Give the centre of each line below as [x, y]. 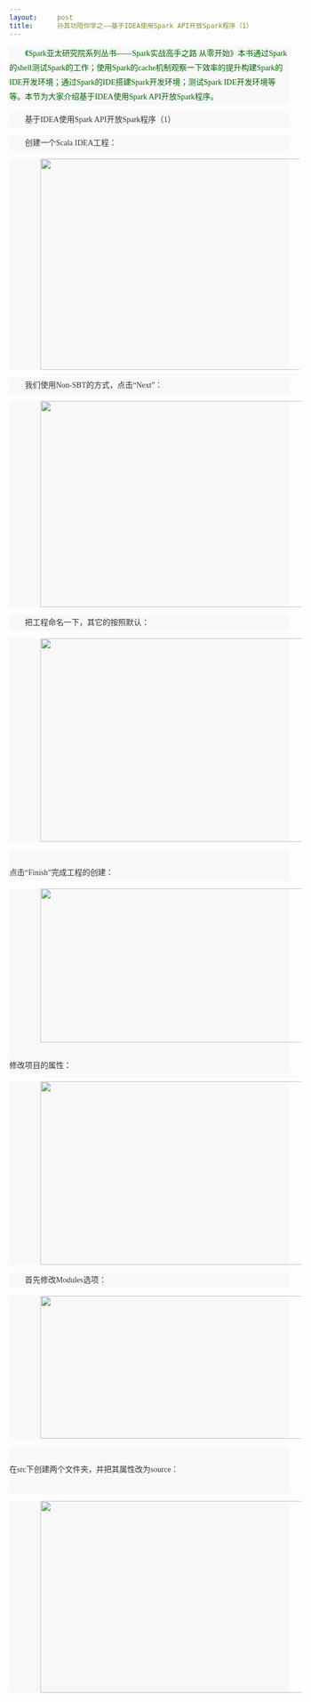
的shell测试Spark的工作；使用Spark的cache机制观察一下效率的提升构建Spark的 [146, 68]
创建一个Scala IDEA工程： [71, 143]
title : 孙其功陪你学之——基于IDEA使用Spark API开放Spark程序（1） [131, 26]
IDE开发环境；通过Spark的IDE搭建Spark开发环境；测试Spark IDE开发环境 [139, 82]
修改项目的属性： [40, 1065]
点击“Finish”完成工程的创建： [61, 872]
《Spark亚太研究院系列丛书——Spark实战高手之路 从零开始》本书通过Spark [156, 53]
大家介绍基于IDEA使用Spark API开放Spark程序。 [133, 96]
